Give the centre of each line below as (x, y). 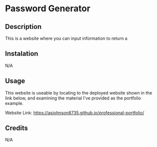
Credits (17, 128)
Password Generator (48, 9)
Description (23, 27)
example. (14, 103)
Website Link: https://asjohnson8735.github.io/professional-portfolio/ (75, 113)
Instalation (22, 54)
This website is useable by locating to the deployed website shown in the (79, 93)
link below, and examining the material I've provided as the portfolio (73, 98)
